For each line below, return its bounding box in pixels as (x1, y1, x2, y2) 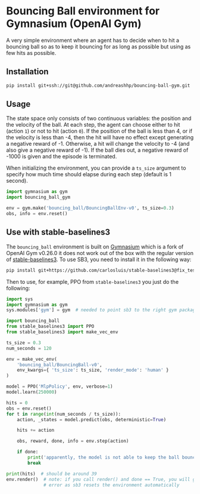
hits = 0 (6, 400, 28, 406)
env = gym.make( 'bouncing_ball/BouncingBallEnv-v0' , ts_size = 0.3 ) (6, 205, 174, 211)
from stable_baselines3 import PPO (6, 324, 95, 330)
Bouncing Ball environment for (6, 4, 160, 18)
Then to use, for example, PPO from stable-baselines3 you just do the (6, 278, 179, 285)
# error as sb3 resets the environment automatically (43, 482, 180, 488)
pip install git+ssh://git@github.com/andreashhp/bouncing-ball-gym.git (6, 82, 190, 88)
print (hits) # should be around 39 (6, 471, 97, 477)
